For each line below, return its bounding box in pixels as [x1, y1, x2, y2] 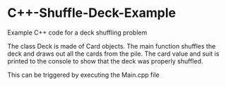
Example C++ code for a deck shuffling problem [7, 28, 148, 37]
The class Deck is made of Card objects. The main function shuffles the [7, 42, 216, 50]
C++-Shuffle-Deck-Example [7, 5, 177, 21]
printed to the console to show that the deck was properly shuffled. [7, 56, 203, 65]
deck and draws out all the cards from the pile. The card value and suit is [7, 49, 220, 58]
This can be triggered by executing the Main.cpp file [7, 70, 160, 79]
